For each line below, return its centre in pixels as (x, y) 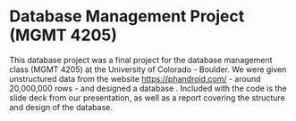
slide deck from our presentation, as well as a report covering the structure (148, 97)
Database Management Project (127, 16)
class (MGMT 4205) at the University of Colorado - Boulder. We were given (148, 69)
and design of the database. (61, 107)
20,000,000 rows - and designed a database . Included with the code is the (148, 88)
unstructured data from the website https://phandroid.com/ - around (135, 78)
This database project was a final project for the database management (141, 60)
